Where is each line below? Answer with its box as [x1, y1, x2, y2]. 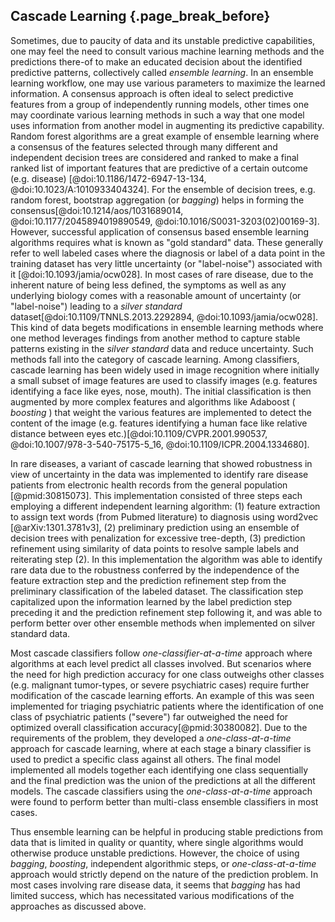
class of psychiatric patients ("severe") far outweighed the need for [10, 710, 289, 723]
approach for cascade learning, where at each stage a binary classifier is [10, 742, 312, 754]
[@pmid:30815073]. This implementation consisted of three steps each [10, 489, 303, 501]
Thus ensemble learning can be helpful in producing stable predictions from [10, 825, 323, 838]
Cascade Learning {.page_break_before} [10, 8, 271, 25]
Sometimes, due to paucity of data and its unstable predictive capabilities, [10, 34, 316, 46]
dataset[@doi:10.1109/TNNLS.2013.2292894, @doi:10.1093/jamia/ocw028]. [10, 310, 319, 323]
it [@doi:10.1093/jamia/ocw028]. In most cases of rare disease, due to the [10, 268, 314, 280]
